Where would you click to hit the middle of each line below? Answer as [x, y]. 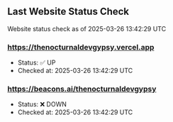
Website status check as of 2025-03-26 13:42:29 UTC [87, 28]
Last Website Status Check [68, 12]
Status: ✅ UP [37, 62]
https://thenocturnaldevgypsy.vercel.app [81, 47]
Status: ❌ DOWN [42, 104]
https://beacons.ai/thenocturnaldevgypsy [82, 89]
